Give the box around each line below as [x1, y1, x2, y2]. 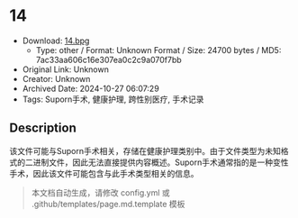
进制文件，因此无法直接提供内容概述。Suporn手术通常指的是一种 [32, 157, 273, 168]
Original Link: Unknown [22, 64, 110, 75]
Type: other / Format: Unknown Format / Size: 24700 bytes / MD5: [35, 44, 282, 55]
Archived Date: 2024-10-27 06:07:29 [22, 83, 159, 94]
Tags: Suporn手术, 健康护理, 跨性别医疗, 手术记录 [22, 94, 204, 104]
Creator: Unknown [22, 73, 91, 84]
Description [9, 121, 77, 136]
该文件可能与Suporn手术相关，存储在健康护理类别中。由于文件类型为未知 [9, 145, 281, 156]
